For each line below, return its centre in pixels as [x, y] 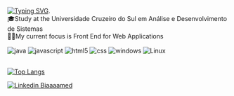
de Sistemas [25, 29]
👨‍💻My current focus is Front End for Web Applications [85, 36]
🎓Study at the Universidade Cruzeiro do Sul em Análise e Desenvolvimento [117, 19]
